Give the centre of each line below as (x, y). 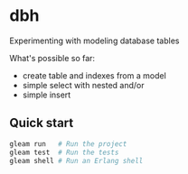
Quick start (42, 123)
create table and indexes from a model (94, 75)
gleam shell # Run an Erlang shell (76, 160)
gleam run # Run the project (68, 144)
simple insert (47, 95)
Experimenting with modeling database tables (94, 41)
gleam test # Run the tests (64, 152)
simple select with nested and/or (83, 85)
